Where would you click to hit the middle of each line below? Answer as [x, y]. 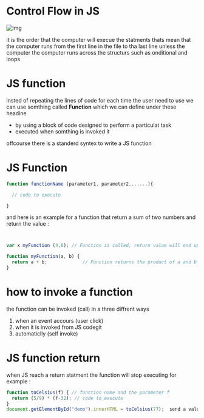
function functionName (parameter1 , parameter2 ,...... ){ [80, 184]
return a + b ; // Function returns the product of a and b [104, 262]
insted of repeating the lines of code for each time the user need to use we [100, 100]
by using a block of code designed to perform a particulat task [93, 125]
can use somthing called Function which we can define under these [91, 107]
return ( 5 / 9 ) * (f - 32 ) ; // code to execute [67, 398]
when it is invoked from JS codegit [58, 327]
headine [16, 113]
